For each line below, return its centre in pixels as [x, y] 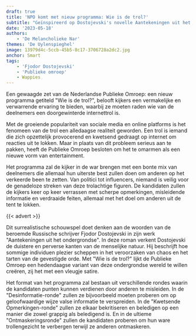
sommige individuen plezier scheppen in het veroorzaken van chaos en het [97, 253]
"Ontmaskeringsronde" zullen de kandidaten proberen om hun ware [88, 320]
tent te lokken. [24, 205]
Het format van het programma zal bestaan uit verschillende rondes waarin [97, 283]
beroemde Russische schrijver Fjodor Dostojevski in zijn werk [81, 234]
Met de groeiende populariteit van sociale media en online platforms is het [96, 124]
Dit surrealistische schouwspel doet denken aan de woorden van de [89, 228]
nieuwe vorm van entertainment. [45, 156]
